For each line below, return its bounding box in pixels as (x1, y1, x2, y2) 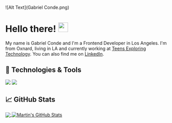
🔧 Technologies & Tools (5, 66, 82, 75)
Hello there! (5, 23, 56, 35)
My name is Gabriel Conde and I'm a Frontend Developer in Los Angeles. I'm (5, 40, 167, 46)
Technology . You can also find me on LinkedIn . (5, 51, 104, 57)
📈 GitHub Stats (5, 95, 55, 104)
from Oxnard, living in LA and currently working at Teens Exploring (5, 45, 146, 52)
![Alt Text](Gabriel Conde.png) (5, 5, 69, 10)
